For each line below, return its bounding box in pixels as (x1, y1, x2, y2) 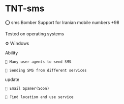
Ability (5, 50, 18, 55)
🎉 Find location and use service (5, 94, 74, 100)
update (5, 77, 20, 82)
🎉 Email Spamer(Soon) (5, 86, 50, 91)
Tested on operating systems (5, 30, 64, 37)
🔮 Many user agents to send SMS (5, 59, 71, 64)
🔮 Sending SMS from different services (5, 68, 87, 73)
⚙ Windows (5, 40, 30, 46)
